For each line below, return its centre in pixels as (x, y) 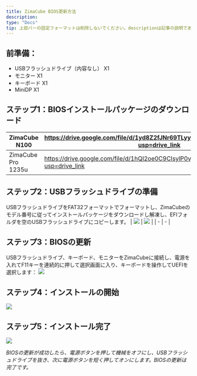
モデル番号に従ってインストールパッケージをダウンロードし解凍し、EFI (92, 214)
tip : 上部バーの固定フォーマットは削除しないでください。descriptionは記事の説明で (97, 28)
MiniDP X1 (27, 90)
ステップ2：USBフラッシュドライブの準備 (82, 192)
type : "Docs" (22, 22)
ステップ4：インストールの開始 (62, 292)
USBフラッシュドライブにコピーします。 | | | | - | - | (101, 221)
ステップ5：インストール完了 (59, 326)
